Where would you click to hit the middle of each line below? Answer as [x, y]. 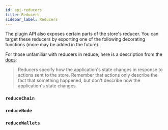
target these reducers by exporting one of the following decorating [75, 39]
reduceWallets [23, 123]
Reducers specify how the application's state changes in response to [90, 70]
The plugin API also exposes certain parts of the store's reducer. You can [82, 34]
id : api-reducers [24, 10]
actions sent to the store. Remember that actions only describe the [88, 75]
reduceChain [20, 99]
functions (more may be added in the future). [52, 45]
